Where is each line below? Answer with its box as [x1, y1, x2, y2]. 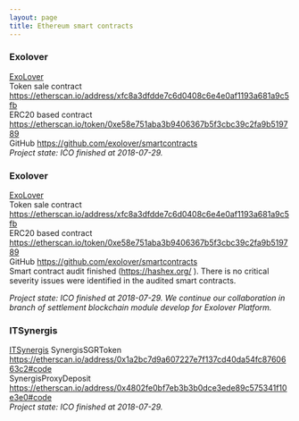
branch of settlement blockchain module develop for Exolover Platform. [9, 302, 272, 313]
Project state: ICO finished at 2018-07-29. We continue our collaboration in [9, 292, 286, 304]
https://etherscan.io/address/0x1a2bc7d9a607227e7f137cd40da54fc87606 [9, 354, 287, 365]
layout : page [9, 13, 58, 22]
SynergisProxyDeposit [9, 373, 91, 384]
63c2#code [9, 364, 52, 375]
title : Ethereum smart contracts [9, 21, 134, 30]
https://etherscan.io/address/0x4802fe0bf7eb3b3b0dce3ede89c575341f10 [9, 383, 287, 393]
